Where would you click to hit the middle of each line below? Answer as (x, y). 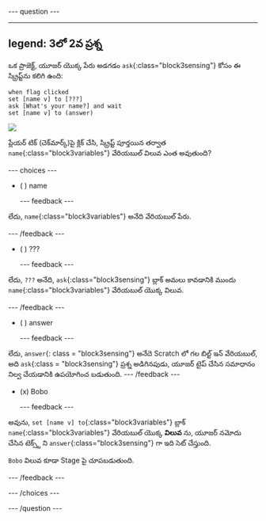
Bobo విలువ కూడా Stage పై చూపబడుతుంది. (71, 460)
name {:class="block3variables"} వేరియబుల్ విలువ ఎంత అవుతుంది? (110, 153)
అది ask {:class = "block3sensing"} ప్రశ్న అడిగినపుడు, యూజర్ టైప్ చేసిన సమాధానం (132, 363)
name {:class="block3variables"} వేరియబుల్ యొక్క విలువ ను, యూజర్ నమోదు (125, 432)
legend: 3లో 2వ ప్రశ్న (55, 44)
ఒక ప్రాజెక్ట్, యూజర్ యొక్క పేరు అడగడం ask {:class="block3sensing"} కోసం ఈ (125, 65)
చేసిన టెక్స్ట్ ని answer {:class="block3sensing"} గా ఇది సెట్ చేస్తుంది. (110, 443)
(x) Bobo (34, 391)
